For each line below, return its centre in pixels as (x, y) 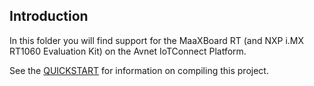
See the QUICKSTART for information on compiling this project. (139, 70)
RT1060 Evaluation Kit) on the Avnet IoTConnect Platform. (128, 51)
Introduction (49, 16)
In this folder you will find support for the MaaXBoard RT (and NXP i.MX (157, 40)
